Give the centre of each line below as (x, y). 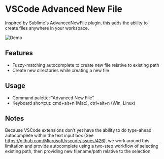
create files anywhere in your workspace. (47, 28)
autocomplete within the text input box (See (49, 136)
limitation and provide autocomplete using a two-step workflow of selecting (82, 146)
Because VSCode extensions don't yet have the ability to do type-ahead (78, 130)
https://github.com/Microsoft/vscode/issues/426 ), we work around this (77, 141)
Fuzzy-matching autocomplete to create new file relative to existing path (85, 65)
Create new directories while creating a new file (61, 70)
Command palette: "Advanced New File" (53, 98)
